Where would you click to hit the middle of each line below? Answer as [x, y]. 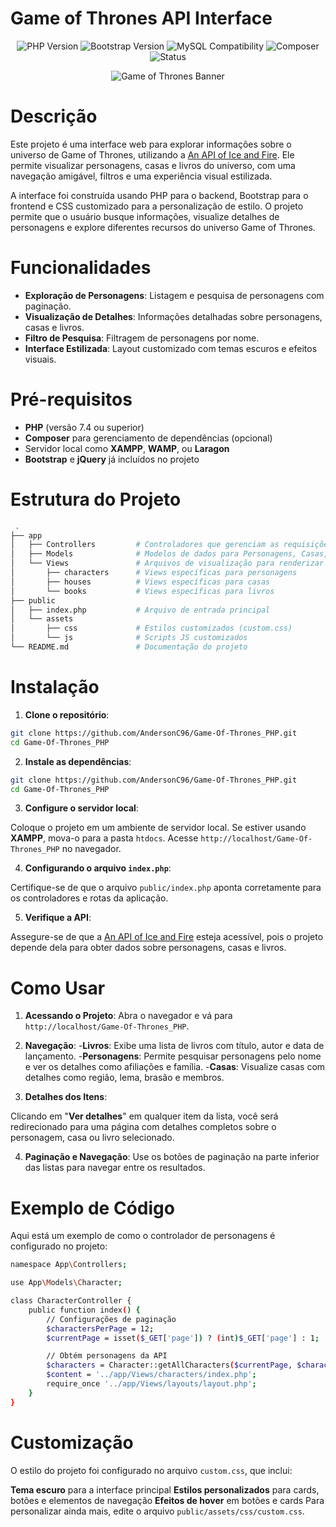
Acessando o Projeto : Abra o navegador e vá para [128, 1016]
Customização [72, 1442]
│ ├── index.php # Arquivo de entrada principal [140, 610]
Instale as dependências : [78, 761]
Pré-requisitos [71, 399]
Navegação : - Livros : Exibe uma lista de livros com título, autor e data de [174, 1046]
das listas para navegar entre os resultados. [115, 1168]
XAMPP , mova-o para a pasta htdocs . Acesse [104, 838]
